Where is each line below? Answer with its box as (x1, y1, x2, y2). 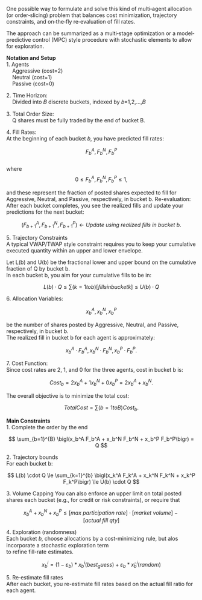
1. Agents (6, 61, 30, 68)
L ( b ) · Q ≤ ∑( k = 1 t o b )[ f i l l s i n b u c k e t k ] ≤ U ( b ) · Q (43, 283, 160, 291)
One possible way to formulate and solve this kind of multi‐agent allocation (6, 5, 192, 12)
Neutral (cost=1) (11, 74, 52, 81)
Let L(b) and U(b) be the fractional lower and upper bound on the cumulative (6, 259, 197, 266)
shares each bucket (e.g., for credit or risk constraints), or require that (6, 496, 180, 503)
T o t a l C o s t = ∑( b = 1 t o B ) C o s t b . (64, 404, 139, 412)
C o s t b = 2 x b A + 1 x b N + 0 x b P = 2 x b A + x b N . (49, 378, 154, 387)
